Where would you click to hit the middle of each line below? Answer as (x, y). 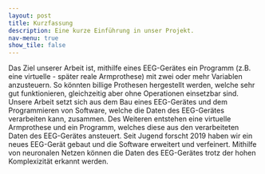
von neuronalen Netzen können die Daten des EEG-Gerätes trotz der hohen (132, 153)
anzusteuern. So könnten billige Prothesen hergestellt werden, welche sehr (132, 85)
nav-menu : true (34, 38)
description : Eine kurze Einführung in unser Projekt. (101, 30)
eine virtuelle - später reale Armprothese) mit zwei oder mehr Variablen (125, 77)
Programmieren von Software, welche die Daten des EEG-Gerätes (117, 111)
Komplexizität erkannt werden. (59, 161)
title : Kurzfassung (41, 23)
